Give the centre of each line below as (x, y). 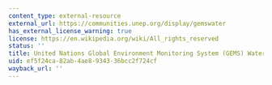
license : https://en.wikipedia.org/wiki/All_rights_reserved (114, 38)
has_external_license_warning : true (70, 31)
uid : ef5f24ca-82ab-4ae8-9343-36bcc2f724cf (83, 62)
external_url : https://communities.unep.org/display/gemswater (117, 23)
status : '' (27, 46)
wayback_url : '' (36, 69)
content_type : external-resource (65, 16)
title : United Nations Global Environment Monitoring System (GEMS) (126, 53)
